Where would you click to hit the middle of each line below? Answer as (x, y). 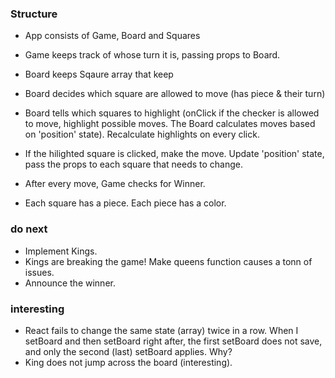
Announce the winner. (70, 283)
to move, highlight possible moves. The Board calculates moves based (170, 124)
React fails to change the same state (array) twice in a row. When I (161, 330)
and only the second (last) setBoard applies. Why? (128, 351)
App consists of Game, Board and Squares (112, 36)
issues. (39, 272)
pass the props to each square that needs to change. (134, 164)
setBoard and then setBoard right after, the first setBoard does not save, (173, 341)
